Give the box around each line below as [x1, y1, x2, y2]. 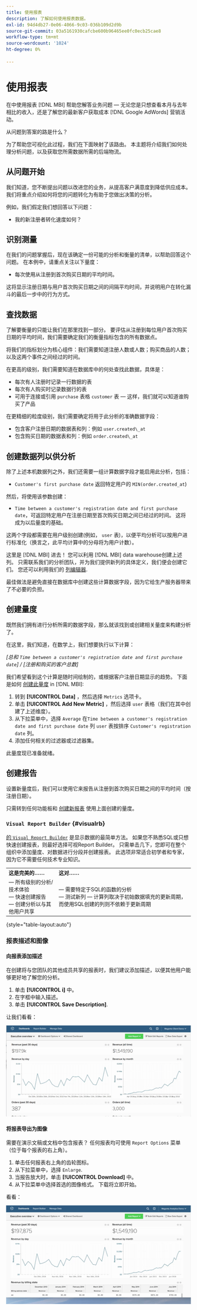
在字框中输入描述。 [14, 994, 62, 1001]
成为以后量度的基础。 [14, 519, 66, 526]
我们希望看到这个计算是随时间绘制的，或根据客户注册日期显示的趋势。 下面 [6, 673, 188, 680]
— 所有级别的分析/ [8, 878, 53, 885]
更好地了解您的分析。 [11, 974, 63, 981]
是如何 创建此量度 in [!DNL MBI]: [6, 680, 84, 687]
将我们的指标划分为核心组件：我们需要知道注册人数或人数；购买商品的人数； [6, 346, 191, 353]
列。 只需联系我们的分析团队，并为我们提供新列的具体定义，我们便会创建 [6, 558, 182, 565]
